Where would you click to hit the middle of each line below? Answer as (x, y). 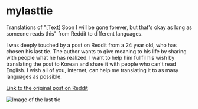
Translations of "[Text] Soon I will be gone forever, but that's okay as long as (99, 27)
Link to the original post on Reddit (47, 88)
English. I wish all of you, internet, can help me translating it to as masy (92, 70)
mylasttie (30, 11)
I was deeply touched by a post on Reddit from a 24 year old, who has (92, 45)
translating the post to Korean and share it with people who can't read (91, 64)
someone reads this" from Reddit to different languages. (74, 33)
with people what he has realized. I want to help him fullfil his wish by (90, 57)
